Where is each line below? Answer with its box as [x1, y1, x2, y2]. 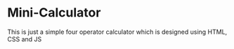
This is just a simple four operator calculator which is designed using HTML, [7, 28, 228, 36]
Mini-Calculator [7, 5, 101, 21]
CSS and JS [7, 35, 42, 43]
